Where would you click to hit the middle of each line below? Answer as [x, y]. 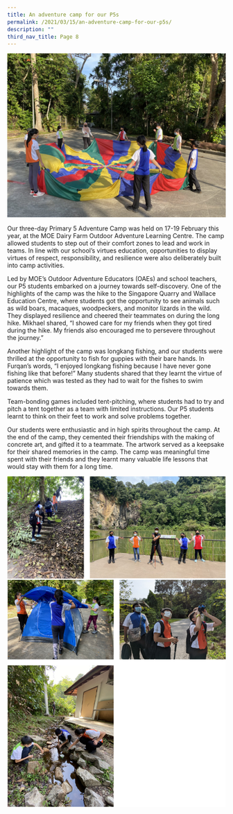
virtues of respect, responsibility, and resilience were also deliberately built [114, 258]
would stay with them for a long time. [60, 467]
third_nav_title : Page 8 [43, 37]
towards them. [28, 388]
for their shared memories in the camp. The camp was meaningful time [109, 452]
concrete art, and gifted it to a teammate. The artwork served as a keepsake [116, 445]
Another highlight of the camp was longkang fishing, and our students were [115, 351]
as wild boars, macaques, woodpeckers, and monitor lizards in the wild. [110, 308]
